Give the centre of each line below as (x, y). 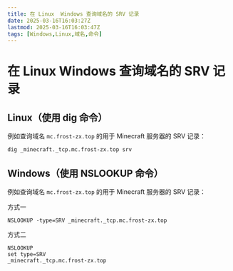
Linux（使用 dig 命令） (58, 117)
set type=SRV (27, 255)
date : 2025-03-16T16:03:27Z (49, 21)
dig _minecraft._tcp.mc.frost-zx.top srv (70, 150)
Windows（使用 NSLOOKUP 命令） (86, 173)
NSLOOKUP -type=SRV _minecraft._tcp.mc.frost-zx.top (87, 221)
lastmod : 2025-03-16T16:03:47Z (54, 27)
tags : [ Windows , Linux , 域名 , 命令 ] (55, 34)
